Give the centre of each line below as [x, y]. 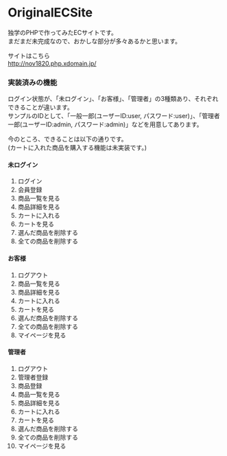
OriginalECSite [50, 13]
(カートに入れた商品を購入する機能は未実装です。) [77, 148]
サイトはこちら [29, 56]
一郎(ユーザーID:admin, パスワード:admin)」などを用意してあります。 [105, 124]
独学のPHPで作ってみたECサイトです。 [62, 32]
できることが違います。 [41, 107]
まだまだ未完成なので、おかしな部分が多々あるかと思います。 [94, 41]
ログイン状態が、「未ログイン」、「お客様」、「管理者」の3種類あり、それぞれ [113, 99]
